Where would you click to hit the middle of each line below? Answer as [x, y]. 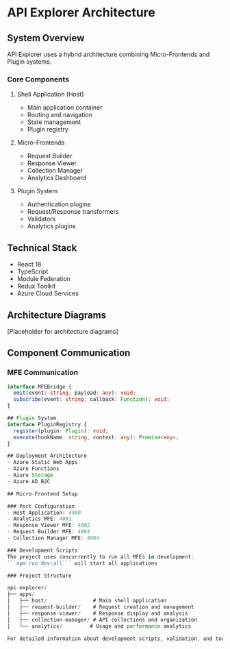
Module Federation [43, 279]
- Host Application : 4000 [44, 513]
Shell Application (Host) [50, 95]
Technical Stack [42, 248]
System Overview [46, 38]
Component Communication [69, 353]
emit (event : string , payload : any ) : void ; [75, 393]
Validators [41, 219]
